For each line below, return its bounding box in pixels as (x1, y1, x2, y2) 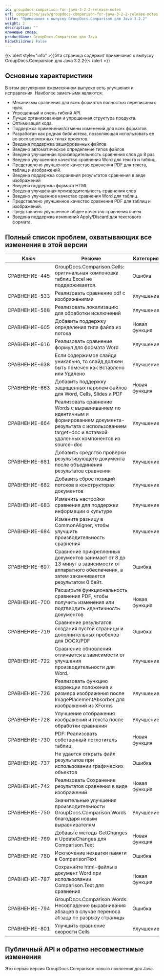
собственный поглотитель (54, 736, 117, 743)
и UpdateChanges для (54, 836, 106, 843)
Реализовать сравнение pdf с (54, 289, 125, 296)
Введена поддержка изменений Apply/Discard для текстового (12, 214, 142, 220)
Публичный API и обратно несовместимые (5, 945, 144, 954)
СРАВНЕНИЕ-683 (7, 502, 50, 509)
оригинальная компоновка (54, 269, 119, 276)
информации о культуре (54, 508, 112, 515)
